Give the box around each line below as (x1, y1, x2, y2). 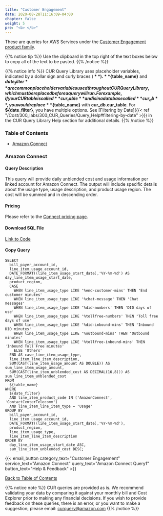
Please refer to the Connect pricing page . (5, 214, 88, 220)
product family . (5, 44, 36, 50)
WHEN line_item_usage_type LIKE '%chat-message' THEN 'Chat (14, 296, 139, 301)
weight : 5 (5, 21, 25, 26)
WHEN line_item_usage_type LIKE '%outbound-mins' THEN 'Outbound (14, 331, 150, 336)
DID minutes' (5, 326, 32, 331)
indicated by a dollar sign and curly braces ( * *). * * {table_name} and (5, 74, 147, 79)
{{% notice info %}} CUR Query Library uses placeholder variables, (5, 68, 141, 74)
